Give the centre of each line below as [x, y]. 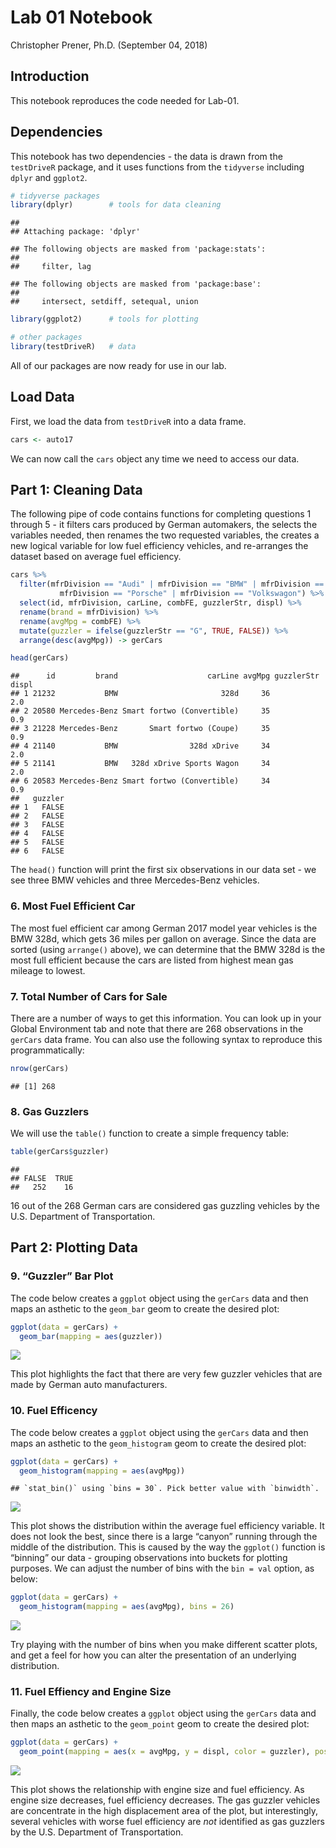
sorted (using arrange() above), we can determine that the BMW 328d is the [168, 949]
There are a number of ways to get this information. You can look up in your [166, 1018]
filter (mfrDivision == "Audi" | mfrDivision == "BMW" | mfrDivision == [172, 584]
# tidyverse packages [55, 196]
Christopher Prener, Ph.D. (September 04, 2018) [109, 45]
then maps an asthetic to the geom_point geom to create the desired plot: [160, 1724]
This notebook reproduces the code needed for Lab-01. [125, 100]
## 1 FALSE [37, 807]
